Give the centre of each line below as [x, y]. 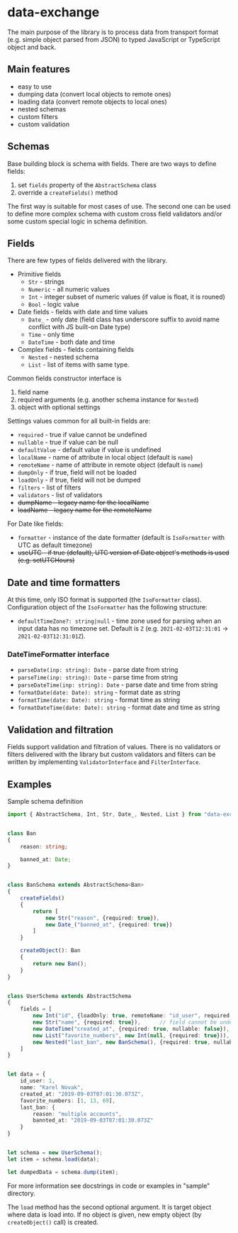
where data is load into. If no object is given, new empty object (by [104, 1215]
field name [33, 392]
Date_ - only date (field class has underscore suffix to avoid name [124, 319]
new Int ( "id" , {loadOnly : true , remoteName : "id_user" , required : [133, 1016]
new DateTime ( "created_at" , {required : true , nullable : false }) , [131, 1029]
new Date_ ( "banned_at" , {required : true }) [109, 924]
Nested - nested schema [63, 357]
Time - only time [51, 335]
